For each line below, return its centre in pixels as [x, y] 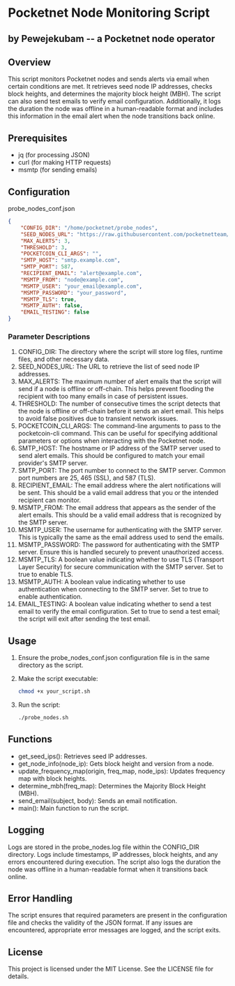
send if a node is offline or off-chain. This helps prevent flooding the [116, 389]
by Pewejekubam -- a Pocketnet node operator [112, 39]
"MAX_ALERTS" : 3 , [46, 241]
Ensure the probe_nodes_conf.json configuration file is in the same [114, 658]
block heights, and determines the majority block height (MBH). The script [115, 94]
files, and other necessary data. [64, 359]
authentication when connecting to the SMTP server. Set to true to [113, 589]
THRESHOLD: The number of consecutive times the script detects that [119, 404]
